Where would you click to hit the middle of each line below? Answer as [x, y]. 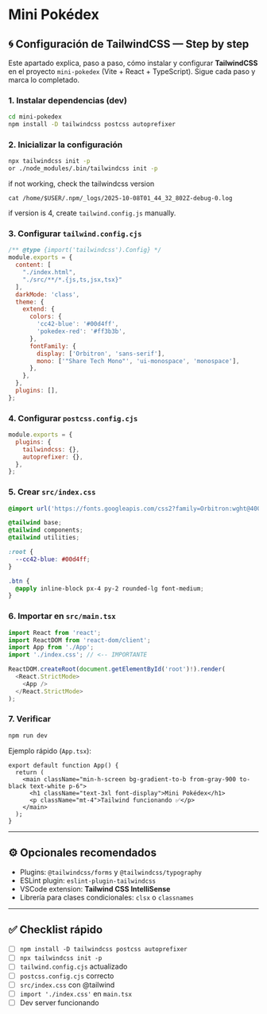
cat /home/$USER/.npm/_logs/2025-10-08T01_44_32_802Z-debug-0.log [120, 199]
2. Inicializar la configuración [66, 145]
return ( [30, 772]
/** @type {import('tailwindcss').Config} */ [85, 250]
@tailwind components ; [46, 530]
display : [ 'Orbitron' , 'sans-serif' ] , [101, 354]
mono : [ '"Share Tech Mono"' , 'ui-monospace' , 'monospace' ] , [138, 361]
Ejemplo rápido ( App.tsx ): [50, 751]
